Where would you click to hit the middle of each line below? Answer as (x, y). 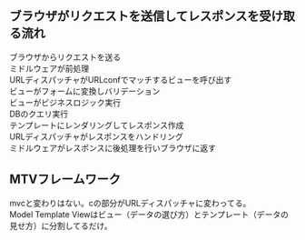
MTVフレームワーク (65, 180)
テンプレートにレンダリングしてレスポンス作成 (97, 125)
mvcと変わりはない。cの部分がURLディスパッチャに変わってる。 (130, 203)
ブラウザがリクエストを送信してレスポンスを (134, 16)
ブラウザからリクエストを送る (65, 56)
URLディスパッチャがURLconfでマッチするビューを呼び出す (121, 79)
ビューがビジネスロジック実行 (65, 102)
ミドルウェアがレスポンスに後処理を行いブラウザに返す (113, 147)
